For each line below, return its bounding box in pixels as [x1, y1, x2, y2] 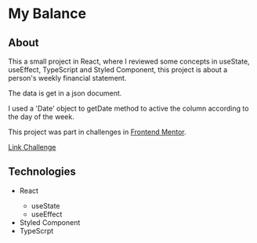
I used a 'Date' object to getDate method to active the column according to [8, 103, 249, 113]
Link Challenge [8, 143, 56, 151]
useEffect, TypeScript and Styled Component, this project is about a [8, 65, 228, 74]
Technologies [8, 165, 77, 179]
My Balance [8, 5, 87, 23]
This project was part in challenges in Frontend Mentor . [8, 127, 186, 136]
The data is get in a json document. [8, 89, 122, 98]
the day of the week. [8, 112, 74, 121]
